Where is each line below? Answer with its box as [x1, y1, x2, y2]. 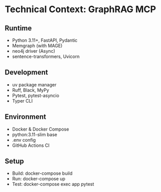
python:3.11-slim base [12, 131, 58, 138]
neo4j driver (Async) [12, 48, 55, 54]
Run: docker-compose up [12, 176, 65, 182]
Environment [5, 113, 47, 121]
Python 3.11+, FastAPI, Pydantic [12, 37, 78, 43]
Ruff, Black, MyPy [12, 87, 49, 93]
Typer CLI [12, 98, 33, 104]
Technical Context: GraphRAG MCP [5, 4, 156, 15]
